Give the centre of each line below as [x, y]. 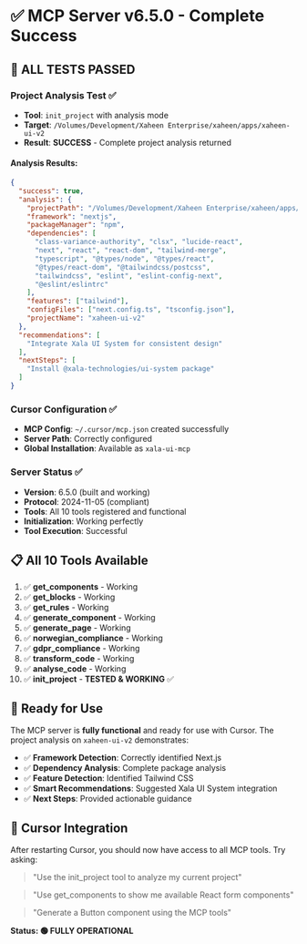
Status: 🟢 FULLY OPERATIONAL [72, 930]
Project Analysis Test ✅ [63, 95]
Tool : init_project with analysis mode [96, 115]
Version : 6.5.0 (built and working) [87, 492]
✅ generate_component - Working [89, 618]
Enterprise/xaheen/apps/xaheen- [229, 125]
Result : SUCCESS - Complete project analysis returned [127, 142]
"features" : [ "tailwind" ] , [78, 302]
